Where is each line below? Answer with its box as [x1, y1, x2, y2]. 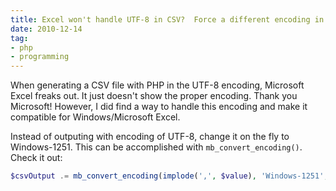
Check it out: [10, 152, 63, 164]
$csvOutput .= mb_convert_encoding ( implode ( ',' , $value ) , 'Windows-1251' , [10, 171, 329, 181]
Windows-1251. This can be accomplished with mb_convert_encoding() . [10, 141, 303, 153]
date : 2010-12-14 [10, 24, 83, 34]
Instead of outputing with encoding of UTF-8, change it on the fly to [10, 131, 290, 143]
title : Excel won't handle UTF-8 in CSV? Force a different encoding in [10, 14, 325, 25]
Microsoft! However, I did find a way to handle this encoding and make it [10, 101, 308, 113]
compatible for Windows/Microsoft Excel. [10, 111, 181, 123]
